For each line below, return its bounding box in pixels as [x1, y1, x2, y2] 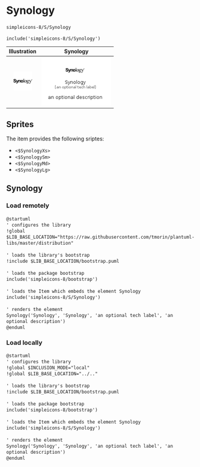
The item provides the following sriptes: [6, 135, 105, 142]
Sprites [6, 119, 34, 130]
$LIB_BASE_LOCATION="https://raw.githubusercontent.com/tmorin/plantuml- [6, 234, 195, 240]
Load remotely [6, 201, 50, 210]
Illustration [8, 48, 37, 55]
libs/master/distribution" [6, 240, 74, 246]
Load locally [6, 338, 43, 346]
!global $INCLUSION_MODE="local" [6, 365, 90, 371]
